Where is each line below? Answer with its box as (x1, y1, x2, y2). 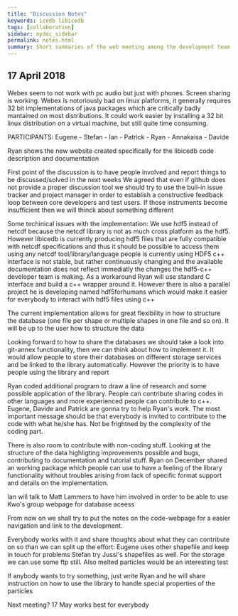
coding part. (7, 427, 43, 435)
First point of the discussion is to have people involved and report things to (7, 168, 227, 176)
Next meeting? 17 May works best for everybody (7, 600, 149, 609)
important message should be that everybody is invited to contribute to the (7, 412, 227, 420)
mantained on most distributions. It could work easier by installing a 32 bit (7, 111, 224, 120)
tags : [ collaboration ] (7, 23, 75, 31)
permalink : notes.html (7, 37, 75, 44)
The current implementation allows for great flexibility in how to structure (7, 309, 221, 317)
